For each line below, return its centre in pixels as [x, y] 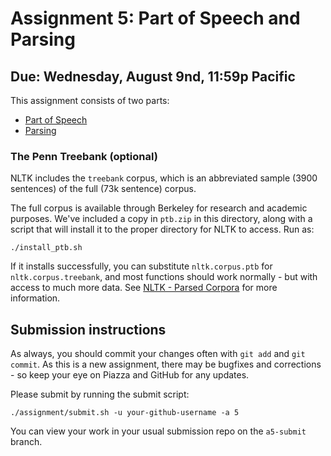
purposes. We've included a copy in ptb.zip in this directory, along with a [161, 219]
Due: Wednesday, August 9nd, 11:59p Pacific [153, 76]
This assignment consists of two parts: [90, 100]
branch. [26, 442]
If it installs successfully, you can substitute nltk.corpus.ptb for [141, 266]
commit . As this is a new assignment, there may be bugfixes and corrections [166, 364]
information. [35, 298]
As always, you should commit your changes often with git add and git [158, 354]
